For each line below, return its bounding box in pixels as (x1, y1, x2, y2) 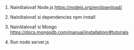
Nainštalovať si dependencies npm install (10, 14, 96, 20)
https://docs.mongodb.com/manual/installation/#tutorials (10, 29, 129, 35)
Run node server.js (10, 39, 49, 45)
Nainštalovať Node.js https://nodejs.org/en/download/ (10, 5, 122, 10)
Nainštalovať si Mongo (10, 24, 57, 30)
